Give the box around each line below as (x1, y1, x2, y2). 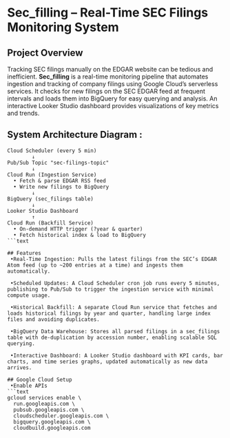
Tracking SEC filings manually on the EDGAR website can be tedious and (7, 65, 213, 73)
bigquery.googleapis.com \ (13, 418, 91, 425)
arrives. (7, 364, 32, 371)
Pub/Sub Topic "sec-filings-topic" (7, 159, 109, 166)
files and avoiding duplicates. (7, 315, 100, 323)
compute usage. (7, 291, 51, 299)
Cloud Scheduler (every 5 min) (7, 147, 97, 154)
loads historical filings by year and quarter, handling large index (7, 310, 211, 317)
